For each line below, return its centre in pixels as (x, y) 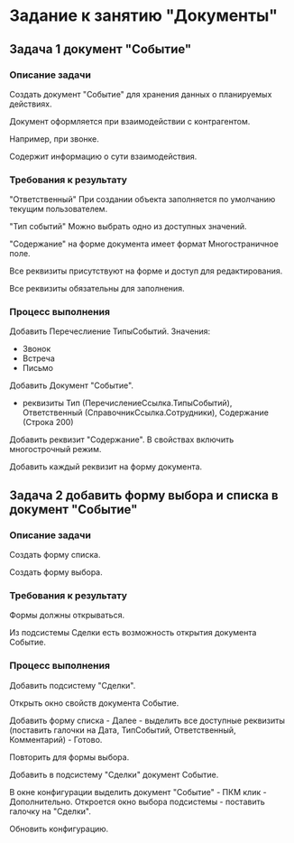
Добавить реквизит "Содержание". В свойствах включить (122, 440)
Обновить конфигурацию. (59, 829)
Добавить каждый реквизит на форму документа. (106, 467)
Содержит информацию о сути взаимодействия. (103, 156)
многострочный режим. (55, 449)
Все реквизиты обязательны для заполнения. (97, 289)
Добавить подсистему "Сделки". (73, 685)
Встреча (39, 358)
